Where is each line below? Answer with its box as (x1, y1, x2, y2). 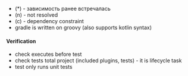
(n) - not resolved (14, 11, 58, 18)
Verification (6, 37, 36, 45)
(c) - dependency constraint (14, 18, 84, 24)
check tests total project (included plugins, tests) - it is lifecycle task (14, 57, 182, 64)
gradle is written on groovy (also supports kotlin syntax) (14, 24, 152, 31)
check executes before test (14, 50, 82, 58)
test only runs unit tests (14, 64, 73, 71)
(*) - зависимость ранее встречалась (14, 5, 111, 12)
